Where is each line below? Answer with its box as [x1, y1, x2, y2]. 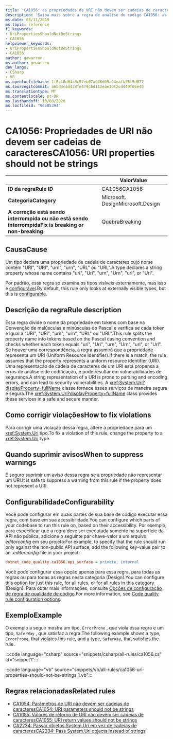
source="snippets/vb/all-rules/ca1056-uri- [54, 666, 145, 673]
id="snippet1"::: [5, 656, 39, 662]
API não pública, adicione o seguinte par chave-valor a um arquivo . [5, 533, 149, 539]
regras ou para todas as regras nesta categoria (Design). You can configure [5, 574, 165, 580]
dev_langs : [5, 65, 29, 70]
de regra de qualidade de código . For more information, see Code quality [5, 591, 159, 597]
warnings [5, 458, 37, 467]
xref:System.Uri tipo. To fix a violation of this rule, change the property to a [5, 430, 163, 436]
